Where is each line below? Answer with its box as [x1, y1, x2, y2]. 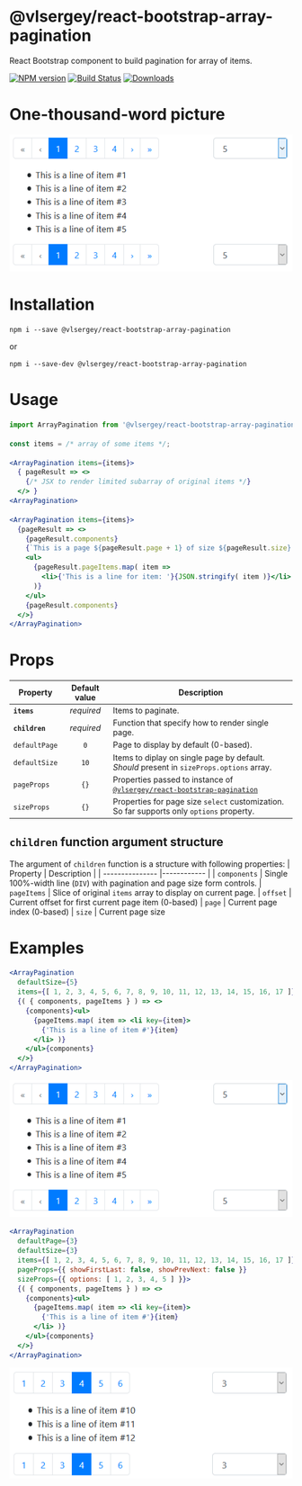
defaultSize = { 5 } [17, 978, 78, 987]
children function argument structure [9, 834, 224, 850]
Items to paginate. [112, 705, 180, 716]
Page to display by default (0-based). [112, 740, 253, 751]
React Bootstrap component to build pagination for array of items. [9, 55, 253, 66]
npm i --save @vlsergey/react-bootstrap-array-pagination [9, 326, 231, 335]
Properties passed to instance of [112, 774, 234, 785]
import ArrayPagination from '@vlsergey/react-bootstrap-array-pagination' [9, 420, 299, 429]
